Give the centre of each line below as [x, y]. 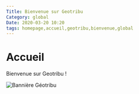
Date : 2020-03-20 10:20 [35, 22]
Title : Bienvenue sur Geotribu [45, 12]
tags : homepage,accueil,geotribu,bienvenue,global [70, 28]
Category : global [28, 17]
